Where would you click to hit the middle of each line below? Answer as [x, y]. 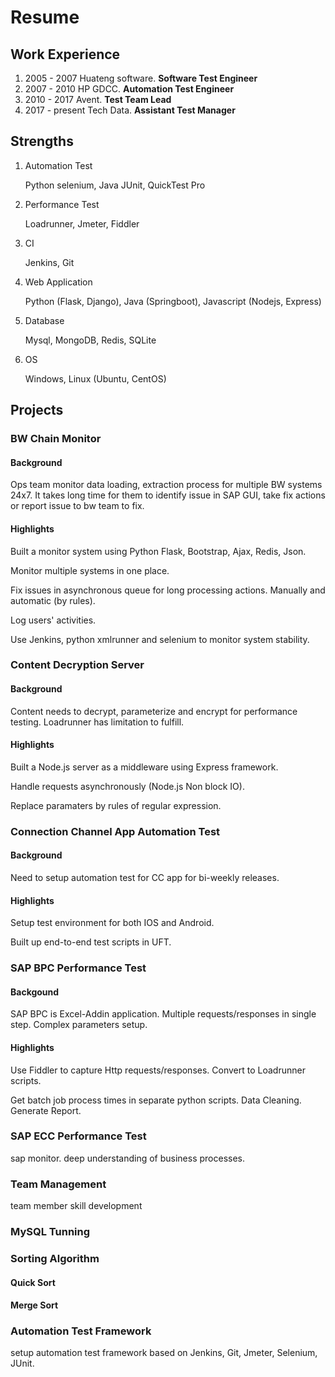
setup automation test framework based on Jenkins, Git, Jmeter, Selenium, [164, 1353]
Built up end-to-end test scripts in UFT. [91, 942]
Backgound [35, 992]
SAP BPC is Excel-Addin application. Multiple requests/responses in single [163, 1014]
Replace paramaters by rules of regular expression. [116, 805]
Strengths [42, 141]
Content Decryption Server [77, 665]
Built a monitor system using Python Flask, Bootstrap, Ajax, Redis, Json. [158, 551]
